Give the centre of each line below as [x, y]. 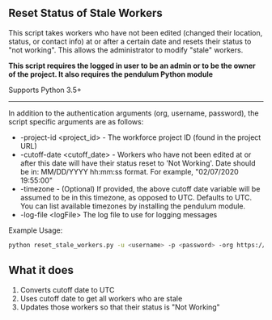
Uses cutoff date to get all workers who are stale [101, 298]
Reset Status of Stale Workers [86, 13]
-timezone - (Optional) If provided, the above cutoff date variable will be [140, 188]
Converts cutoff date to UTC [67, 289]
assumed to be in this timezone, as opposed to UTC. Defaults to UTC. [136, 197]
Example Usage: [36, 230]
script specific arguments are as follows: [76, 121]
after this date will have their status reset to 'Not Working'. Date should [138, 163]
